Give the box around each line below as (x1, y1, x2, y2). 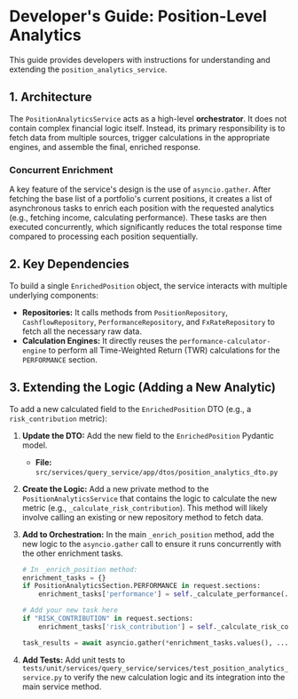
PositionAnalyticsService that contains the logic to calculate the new (21, 493, 278, 504)
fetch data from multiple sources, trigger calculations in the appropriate (9, 131, 271, 143)
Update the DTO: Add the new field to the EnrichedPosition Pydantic (21, 430, 275, 441)
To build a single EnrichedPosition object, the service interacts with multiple (9, 280, 288, 290)
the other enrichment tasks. (21, 548, 124, 559)
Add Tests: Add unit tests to (21, 655, 126, 665)
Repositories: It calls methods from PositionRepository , (21, 306, 229, 317)
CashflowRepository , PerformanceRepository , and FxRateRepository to (21, 316, 275, 327)
